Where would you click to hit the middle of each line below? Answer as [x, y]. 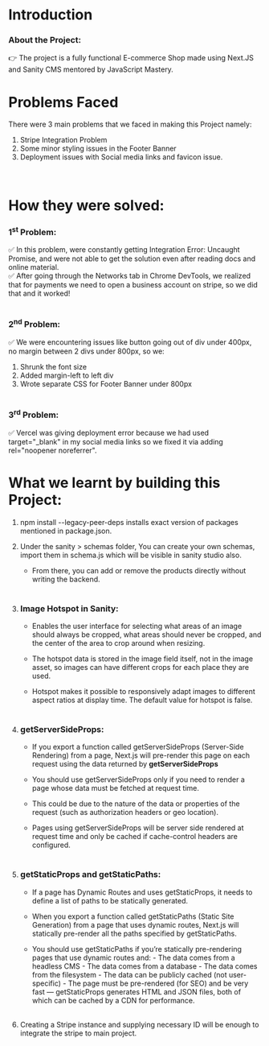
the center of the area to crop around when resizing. [118, 643]
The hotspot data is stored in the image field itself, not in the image [143, 659]
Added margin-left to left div [67, 375]
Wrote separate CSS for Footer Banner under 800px [106, 384]
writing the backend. [66, 579]
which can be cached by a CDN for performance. [113, 1000]
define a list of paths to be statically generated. [110, 900]
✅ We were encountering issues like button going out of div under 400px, [130, 342]
